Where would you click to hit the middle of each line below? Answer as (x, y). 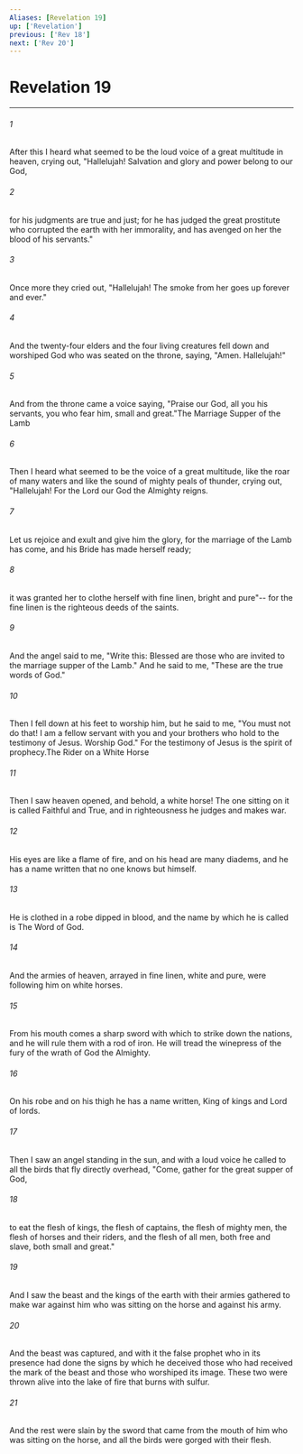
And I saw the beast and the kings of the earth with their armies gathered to (150, 1295)
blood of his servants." (51, 239)
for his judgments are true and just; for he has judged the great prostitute (145, 220)
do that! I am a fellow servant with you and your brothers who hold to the (144, 733)
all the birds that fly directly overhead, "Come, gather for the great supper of (151, 1169)
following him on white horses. (66, 985)
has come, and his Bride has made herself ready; (101, 549)
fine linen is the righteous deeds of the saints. (94, 607)
